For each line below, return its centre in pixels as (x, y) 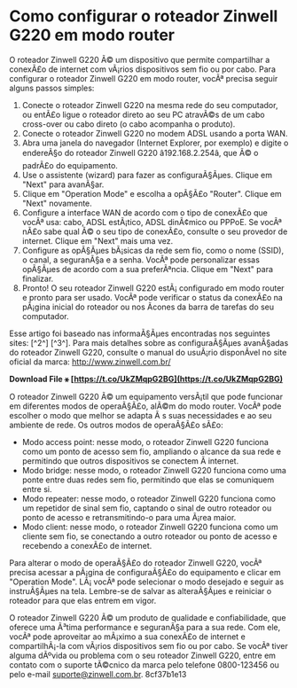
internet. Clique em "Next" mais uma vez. (98, 240)
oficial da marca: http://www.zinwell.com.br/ (90, 362)
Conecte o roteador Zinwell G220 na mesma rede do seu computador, (150, 105)
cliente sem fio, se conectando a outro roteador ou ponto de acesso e (149, 536)
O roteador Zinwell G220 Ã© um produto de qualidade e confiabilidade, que (148, 617)
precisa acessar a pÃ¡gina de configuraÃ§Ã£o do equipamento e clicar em (145, 572)
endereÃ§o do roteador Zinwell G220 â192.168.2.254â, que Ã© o (140, 152)
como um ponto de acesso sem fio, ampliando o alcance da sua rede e (152, 451)
